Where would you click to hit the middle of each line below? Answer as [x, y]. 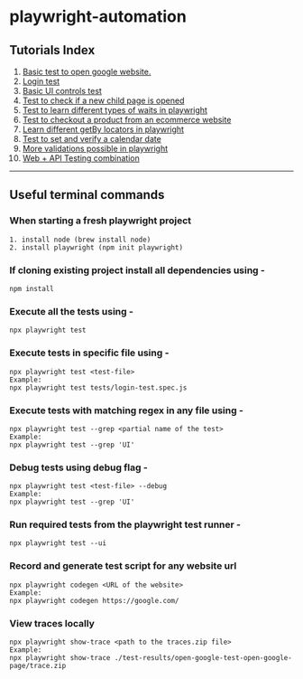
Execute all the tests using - [71, 311]
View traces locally [52, 623]
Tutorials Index [52, 50]
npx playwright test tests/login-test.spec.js [98, 387]
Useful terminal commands [87, 195]
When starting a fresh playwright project [101, 221]
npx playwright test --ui [58, 543]
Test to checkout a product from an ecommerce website [127, 120]
